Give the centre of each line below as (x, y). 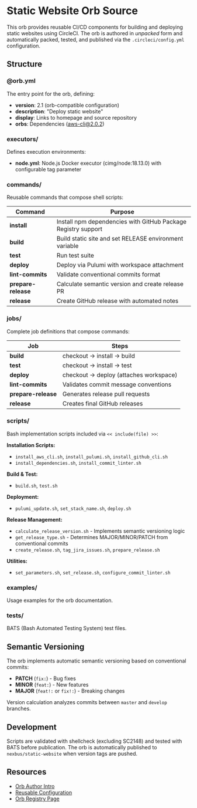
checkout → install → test (97, 365)
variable (68, 246)
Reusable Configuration (44, 792)
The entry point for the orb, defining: (51, 94)
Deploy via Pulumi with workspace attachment (120, 265)
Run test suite (75, 255)
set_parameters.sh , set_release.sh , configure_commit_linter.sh (93, 572)
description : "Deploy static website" (59, 111)
